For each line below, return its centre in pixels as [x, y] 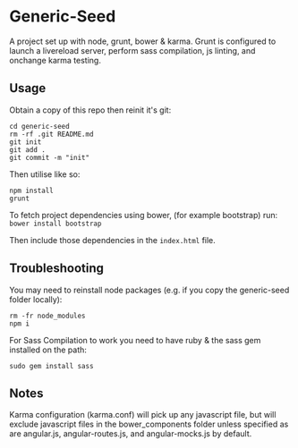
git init [26, 142]
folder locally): [36, 299]
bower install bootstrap [55, 224]
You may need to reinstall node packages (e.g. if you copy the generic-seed [149, 290]
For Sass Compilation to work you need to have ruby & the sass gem [135, 340]
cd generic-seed [39, 126]
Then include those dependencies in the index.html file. [113, 240]
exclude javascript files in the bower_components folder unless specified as [149, 424]
